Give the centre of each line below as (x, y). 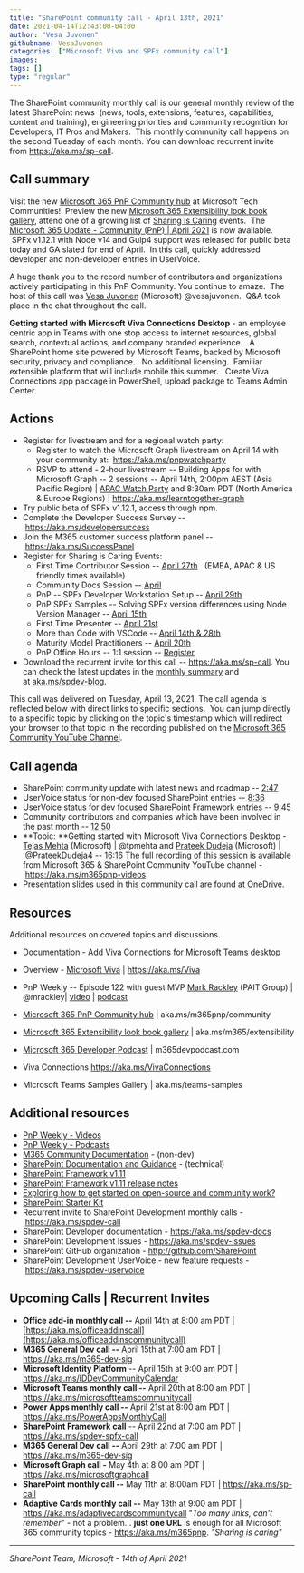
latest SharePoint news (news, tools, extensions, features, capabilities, (142, 112)
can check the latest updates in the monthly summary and (131, 672)
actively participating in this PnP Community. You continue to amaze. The (147, 286)
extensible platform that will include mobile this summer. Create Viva (139, 371)
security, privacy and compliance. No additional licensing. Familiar (136, 361)
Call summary (49, 179)
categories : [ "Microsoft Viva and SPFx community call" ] (119, 52)
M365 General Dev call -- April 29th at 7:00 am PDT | (123, 1445)
